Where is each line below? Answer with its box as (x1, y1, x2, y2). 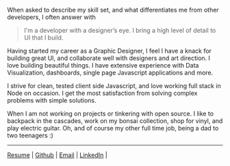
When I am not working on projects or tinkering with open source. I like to (7, 109, 214, 117)
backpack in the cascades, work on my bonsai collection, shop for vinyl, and (7, 117, 223, 125)
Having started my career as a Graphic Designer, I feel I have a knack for (7, 47, 212, 55)
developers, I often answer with (7, 13, 96, 21)
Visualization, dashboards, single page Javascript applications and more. (7, 68, 214, 77)
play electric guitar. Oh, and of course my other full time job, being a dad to (7, 124, 219, 132)
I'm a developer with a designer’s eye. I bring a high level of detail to (23, 27, 216, 34)
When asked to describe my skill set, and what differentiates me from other (7, 6, 219, 14)
